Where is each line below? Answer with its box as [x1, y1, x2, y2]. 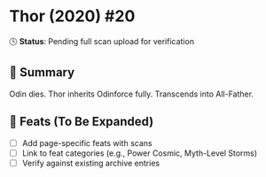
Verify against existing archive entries [21, 158, 160, 168]
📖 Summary [9, 65, 75, 81]
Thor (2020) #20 [9, 6, 136, 27]
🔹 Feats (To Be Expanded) [9, 114, 154, 129]
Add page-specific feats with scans [21, 137, 153, 148]
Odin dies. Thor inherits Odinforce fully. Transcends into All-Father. [9, 88, 254, 99]
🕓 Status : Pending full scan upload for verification [9, 35, 195, 46]
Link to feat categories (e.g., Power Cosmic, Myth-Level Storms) [21, 148, 258, 158]
